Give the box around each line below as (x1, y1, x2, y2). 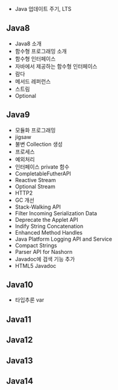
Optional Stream (14, 183, 55, 190)
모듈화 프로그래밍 (14, 126, 56, 134)
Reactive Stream (14, 176, 56, 183)
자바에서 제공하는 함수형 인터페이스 (14, 62, 98, 70)
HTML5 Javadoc (14, 262, 57, 269)
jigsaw (14, 133, 31, 140)
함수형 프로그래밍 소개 (14, 47, 67, 54)
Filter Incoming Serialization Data (14, 209, 98, 216)
